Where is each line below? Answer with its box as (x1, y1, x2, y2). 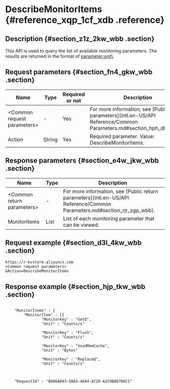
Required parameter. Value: (90, 133, 155, 140)
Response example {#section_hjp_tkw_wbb (5, 282, 146, 291)
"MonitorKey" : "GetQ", (41, 317, 92, 322)
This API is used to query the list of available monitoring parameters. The (5, 48, 157, 54)
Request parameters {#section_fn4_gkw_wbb (5, 68, 153, 76)
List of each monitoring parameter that (63, 215, 155, 222)
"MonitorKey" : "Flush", (41, 330, 94, 335)
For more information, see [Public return (63, 188, 158, 195)
